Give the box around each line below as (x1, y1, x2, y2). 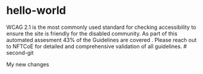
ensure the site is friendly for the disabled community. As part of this (6, 29, 178, 37)
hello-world (6, 4, 67, 17)
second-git (6, 49, 34, 56)
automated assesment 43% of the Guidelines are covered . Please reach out (6, 36, 197, 43)
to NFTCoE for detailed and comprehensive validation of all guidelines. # (6, 43, 187, 50)
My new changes (6, 61, 50, 68)
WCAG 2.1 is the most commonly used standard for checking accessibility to (6, 23, 196, 31)
